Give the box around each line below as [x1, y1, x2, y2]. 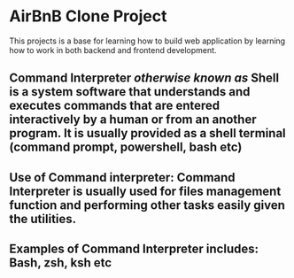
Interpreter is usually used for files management [9, 183, 282, 198]
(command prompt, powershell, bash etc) [9, 140, 243, 155]
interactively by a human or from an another [9, 112, 257, 127]
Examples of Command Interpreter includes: [9, 242, 259, 257]
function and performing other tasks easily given [9, 197, 286, 212]
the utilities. [9, 211, 77, 227]
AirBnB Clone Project [9, 6, 167, 27]
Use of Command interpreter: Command [9, 170, 236, 185]
